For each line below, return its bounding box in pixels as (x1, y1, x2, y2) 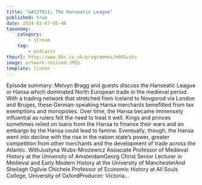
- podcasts (28, 49, 56, 55)
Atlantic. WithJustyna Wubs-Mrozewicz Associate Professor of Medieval (6, 146, 189, 153)
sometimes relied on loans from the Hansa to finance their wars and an (6, 121, 184, 128)
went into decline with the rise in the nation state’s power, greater (6, 133, 170, 141)
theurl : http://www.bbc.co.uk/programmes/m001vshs (6, 54, 138, 60)
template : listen (6, 65, 50, 72)
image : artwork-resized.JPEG (6, 59, 80, 66)
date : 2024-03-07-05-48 (6, 20, 67, 26)
